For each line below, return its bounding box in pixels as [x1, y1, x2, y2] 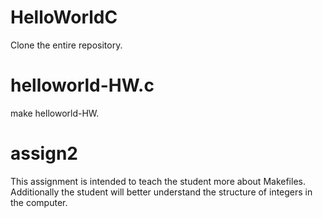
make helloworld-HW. [10, 107, 100, 119]
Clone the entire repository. [10, 39, 123, 51]
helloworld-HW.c [10, 74, 155, 97]
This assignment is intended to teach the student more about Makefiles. [10, 175, 306, 187]
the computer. [10, 196, 68, 208]
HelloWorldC [10, 6, 118, 29]
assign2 [10, 142, 78, 165]
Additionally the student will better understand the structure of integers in [10, 186, 313, 198]
